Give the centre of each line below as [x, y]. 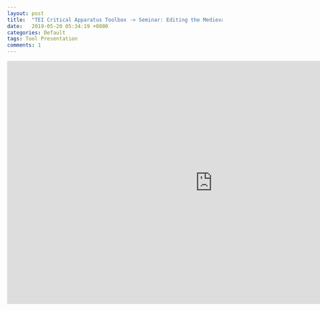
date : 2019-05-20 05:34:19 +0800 [58, 26]
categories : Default [37, 32]
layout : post [26, 13]
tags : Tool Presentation [42, 39]
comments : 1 [24, 45]
